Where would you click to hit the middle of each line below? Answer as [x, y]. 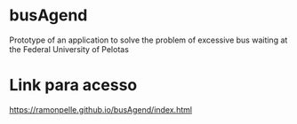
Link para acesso [73, 85]
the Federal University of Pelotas [69, 49]
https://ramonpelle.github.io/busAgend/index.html [101, 109]
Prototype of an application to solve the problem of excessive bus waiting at [148, 40]
